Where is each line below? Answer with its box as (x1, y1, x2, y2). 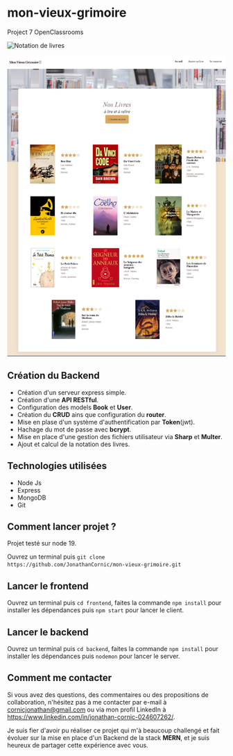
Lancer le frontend (7, 580, 89, 592)
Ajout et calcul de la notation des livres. (17, 440, 130, 448)
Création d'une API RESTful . (17, 395, 99, 404)
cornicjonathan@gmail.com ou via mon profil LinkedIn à (7, 705, 166, 714)
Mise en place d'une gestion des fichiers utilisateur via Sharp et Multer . (17, 432, 223, 441)
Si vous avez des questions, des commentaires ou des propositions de (7, 690, 209, 699)
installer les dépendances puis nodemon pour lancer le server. (7, 652, 180, 660)
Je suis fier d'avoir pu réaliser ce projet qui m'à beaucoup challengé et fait (7, 726, 220, 734)
